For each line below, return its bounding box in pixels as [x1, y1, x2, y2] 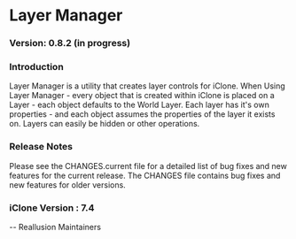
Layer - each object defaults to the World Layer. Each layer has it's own [9, 99, 270, 111]
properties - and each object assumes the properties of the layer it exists [9, 109, 276, 119]
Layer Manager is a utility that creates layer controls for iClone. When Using [9, 81, 285, 91]
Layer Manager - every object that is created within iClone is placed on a [9, 90, 275, 101]
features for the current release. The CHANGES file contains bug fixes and [9, 170, 281, 181]
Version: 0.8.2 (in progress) [9, 37, 131, 50]
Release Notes [9, 141, 74, 153]
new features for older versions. [9, 179, 126, 190]
